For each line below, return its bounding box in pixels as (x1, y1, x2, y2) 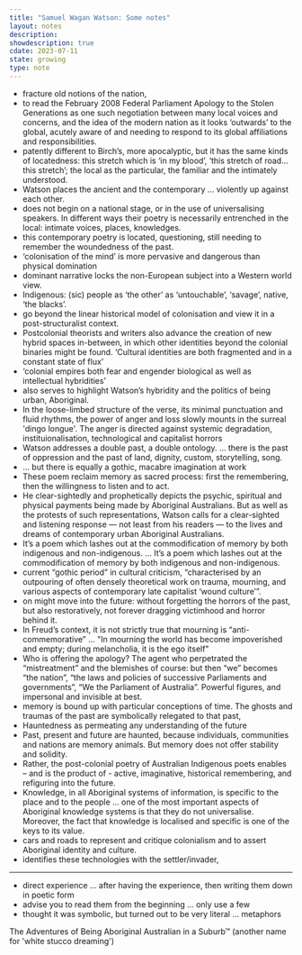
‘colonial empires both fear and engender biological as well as (22, 366, 252, 377)
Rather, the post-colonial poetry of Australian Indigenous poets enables (22, 758, 288, 769)
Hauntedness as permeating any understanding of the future (22, 720, 247, 731)
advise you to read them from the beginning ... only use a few (22, 898, 250, 910)
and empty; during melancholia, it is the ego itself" (22, 643, 209, 654)
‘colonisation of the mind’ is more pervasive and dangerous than (22, 250, 261, 261)
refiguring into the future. (22, 777, 116, 788)
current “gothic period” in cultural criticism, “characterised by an (22, 567, 262, 578)
